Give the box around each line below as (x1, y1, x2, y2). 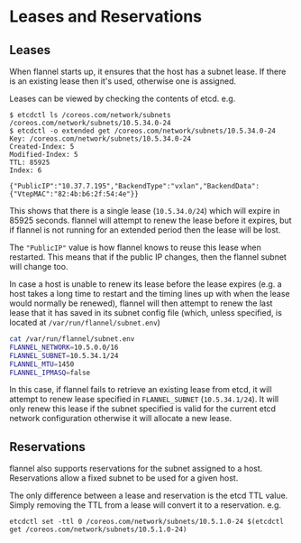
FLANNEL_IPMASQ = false (9, 368, 91, 377)
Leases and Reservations (9, 6, 203, 27)
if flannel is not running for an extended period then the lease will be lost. (9, 225, 281, 235)
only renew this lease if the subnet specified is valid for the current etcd (9, 403, 277, 414)
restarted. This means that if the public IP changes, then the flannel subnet (9, 252, 287, 262)
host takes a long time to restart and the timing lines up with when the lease (9, 289, 290, 299)
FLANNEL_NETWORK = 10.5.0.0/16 (9, 343, 119, 352)
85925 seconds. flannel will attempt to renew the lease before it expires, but (9, 215, 292, 225)
